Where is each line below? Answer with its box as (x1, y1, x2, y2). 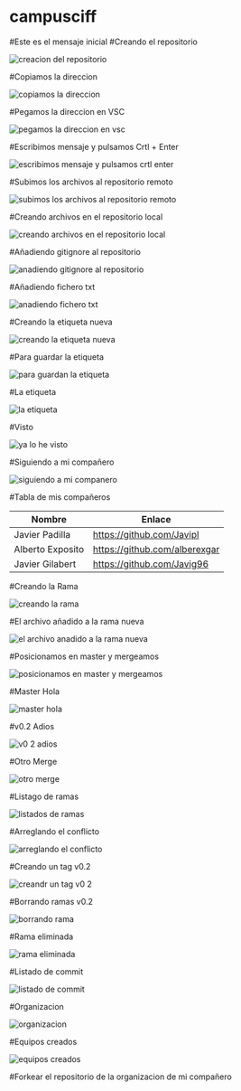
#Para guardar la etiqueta (9, 351, 104, 362)
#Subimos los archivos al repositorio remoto (9, 176, 173, 187)
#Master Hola (9, 685, 60, 697)
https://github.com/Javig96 (93, 558, 209, 570)
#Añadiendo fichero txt (9, 281, 96, 292)
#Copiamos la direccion (9, 71, 97, 82)
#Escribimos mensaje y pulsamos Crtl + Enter (9, 141, 179, 152)
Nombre (31, 513, 68, 525)
